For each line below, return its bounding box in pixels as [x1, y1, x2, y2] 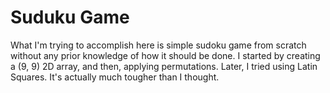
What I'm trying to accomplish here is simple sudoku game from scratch [10, 39, 307, 51]
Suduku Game [10, 6, 130, 29]
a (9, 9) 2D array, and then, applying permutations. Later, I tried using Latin [10, 60, 318, 72]
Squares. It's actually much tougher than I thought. [10, 71, 220, 83]
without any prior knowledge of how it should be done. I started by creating [10, 49, 321, 61]
